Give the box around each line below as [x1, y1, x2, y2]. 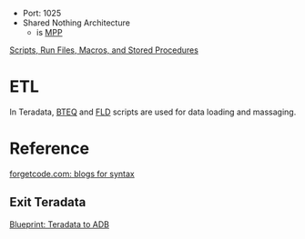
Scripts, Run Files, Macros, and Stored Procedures [9, 45, 198, 55]
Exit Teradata [9, 194, 86, 210]
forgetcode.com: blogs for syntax [9, 168, 135, 179]
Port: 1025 [22, 8, 62, 18]
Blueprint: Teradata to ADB [9, 218, 109, 230]
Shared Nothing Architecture [22, 17, 130, 28]
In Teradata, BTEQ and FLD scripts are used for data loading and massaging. [9, 106, 297, 117]
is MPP [36, 27, 63, 37]
